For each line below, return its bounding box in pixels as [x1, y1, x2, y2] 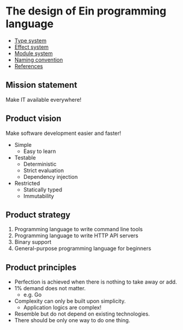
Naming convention [14, 56, 63, 63]
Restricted [14, 179, 40, 187]
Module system [14, 49, 53, 57]
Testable [14, 154, 36, 161]
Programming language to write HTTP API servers [14, 232, 139, 239]
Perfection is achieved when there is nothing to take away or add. [14, 278, 178, 285]
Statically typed [23, 185, 63, 193]
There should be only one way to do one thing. [14, 317, 131, 324]
